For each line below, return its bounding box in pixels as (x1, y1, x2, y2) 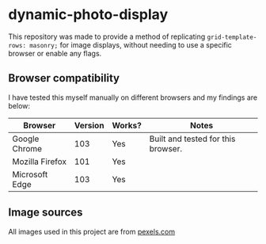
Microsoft (12, 169, 48, 180)
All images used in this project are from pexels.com (8, 227, 176, 236)
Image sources (8, 206, 83, 219)
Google (12, 133, 40, 144)
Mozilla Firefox (12, 156, 67, 167)
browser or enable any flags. (8, 48, 102, 58)
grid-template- (207, 33, 257, 41)
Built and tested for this (149, 133, 236, 144)
